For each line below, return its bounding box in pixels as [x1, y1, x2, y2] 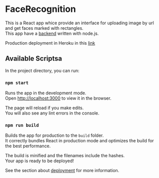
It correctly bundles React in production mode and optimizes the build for [5, 138, 154, 144]
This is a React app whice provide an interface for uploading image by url [5, 20, 154, 26]
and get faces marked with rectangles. [5, 25, 84, 31]
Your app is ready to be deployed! [5, 158, 74, 164]
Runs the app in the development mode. [5, 90, 86, 96]
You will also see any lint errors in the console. [5, 110, 100, 116]
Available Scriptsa [5, 55, 62, 63]
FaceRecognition [5, 3, 76, 15]
